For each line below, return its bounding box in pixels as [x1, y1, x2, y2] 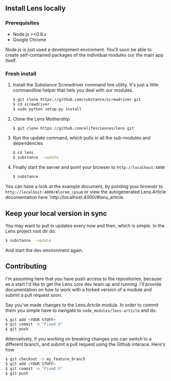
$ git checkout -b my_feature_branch [5, 356, 86, 362]
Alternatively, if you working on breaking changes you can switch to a [5, 336, 152, 342]
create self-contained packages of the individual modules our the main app [5, 52, 163, 58]
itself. [5, 57, 17, 63]
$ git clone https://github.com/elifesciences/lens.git [12, 125, 134, 131]
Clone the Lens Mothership [12, 116, 70, 122]
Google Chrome [12, 36, 46, 42]
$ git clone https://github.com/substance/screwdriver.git [12, 97, 141, 102]
